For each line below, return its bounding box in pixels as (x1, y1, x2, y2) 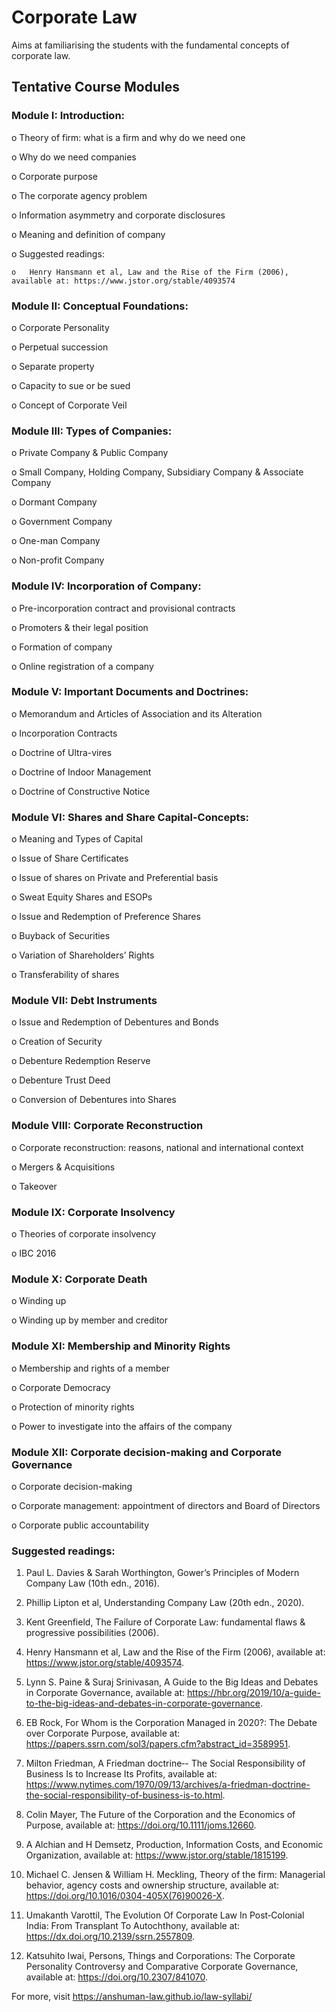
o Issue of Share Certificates (11, 852, 129, 865)
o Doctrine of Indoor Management (11, 766, 152, 778)
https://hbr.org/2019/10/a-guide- (186, 1687, 321, 1699)
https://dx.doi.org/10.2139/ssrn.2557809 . (25, 1931, 196, 1943)
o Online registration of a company (11, 660, 154, 672)
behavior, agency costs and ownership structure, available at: (25, 1879, 280, 1891)
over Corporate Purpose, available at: (25, 1727, 181, 1740)
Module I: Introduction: (11, 109, 126, 123)
